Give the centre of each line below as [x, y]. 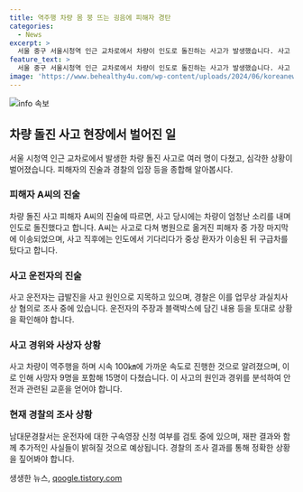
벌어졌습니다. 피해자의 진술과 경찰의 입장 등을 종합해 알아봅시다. [121, 169]
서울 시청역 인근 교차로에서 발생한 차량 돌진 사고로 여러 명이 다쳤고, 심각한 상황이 [151, 158]
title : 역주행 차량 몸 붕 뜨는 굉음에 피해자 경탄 [90, 18]
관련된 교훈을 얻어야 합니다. [74, 389]
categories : [32, 26]
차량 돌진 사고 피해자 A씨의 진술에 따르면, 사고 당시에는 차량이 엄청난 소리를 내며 [150, 216]
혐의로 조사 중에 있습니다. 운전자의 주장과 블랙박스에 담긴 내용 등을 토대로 [147, 309]
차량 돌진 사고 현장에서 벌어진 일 [93, 135]
